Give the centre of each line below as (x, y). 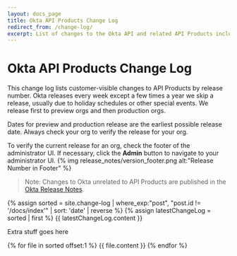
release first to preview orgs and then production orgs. (86, 111)
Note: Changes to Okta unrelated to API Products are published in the (125, 182)
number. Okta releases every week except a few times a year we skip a (110, 95)
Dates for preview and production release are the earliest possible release (115, 124)
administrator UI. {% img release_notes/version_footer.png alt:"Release (110, 161)
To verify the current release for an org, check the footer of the (99, 146)
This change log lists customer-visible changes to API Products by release (115, 88)
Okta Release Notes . (54, 190)
